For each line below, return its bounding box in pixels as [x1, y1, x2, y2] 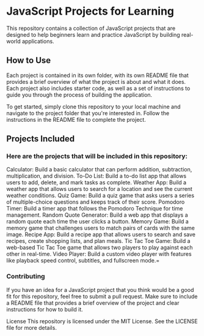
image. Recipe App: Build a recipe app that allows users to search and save [6, 231, 196, 238]
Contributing [6, 272, 45, 281]
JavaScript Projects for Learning [6, 4, 175, 18]
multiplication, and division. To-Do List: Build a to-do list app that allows [6, 173, 187, 180]
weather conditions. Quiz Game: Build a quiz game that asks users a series [6, 192, 194, 200]
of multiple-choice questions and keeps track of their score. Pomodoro [6, 198, 185, 206]
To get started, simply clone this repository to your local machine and [6, 103, 181, 110]
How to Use [6, 55, 51, 65]
